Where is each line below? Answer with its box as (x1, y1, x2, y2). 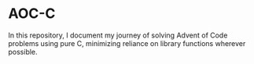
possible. (8, 47, 38, 56)
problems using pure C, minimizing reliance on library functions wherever (8, 38, 246, 48)
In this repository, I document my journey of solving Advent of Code (8, 30, 228, 40)
